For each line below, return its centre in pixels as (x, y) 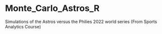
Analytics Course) (23, 26)
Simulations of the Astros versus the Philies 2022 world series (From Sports (81, 22)
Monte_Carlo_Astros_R (52, 8)
